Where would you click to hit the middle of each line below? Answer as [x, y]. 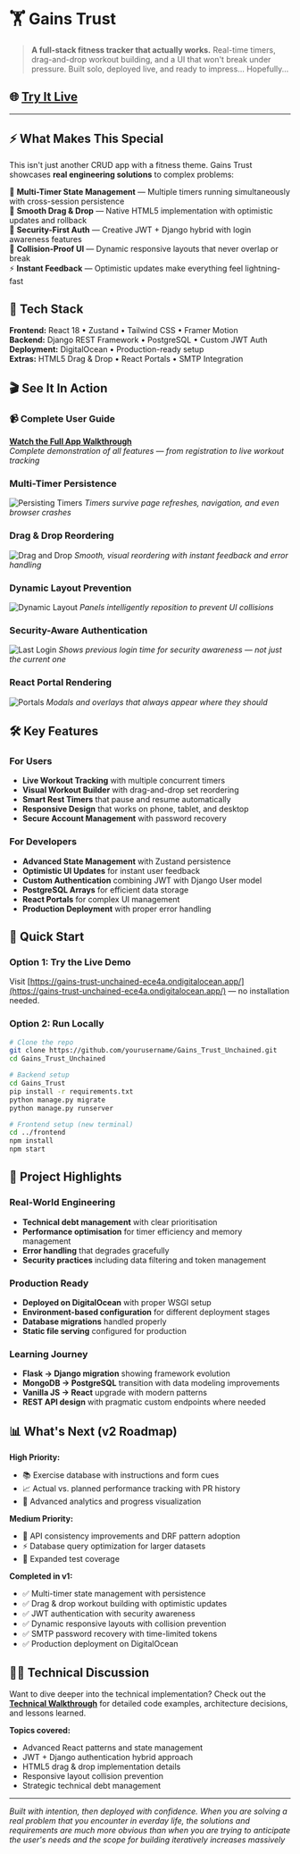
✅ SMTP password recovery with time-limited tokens [120, 1634]
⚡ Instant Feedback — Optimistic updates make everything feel [126, 268]
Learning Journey [49, 1354]
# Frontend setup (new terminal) [71, 1124]
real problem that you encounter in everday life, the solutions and [129, 1820]
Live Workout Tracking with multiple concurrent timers [124, 781]
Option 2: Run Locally [57, 1024]
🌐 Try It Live [44, 97]
